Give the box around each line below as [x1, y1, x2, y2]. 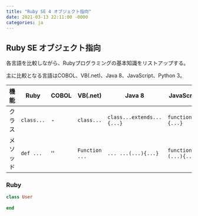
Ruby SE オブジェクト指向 [6, 42, 101, 53]
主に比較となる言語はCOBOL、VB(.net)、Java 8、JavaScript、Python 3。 [6, 72, 186, 79]
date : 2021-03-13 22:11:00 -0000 [6, 14, 88, 20]
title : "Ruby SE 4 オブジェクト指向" [6, 8, 92, 15]
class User [6, 194, 33, 200]
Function [77, 147, 102, 154]
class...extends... [107, 114, 162, 121]
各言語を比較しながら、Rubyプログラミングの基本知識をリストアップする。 [6, 59, 189, 67]
